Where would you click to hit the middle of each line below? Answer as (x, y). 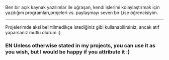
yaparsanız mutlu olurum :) (33, 33)
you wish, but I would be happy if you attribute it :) (67, 51)
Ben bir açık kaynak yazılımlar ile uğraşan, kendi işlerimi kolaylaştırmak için (82, 7)
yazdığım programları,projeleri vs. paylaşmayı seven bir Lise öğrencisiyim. (82, 13)
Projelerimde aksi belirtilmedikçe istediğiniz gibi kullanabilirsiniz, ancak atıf (82, 27)
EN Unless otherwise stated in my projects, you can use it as (80, 45)
